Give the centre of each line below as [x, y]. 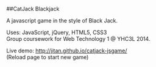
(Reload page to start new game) [48, 57]
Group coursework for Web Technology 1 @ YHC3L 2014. [78, 39]
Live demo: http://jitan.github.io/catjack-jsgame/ [67, 51]
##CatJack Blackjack [33, 9]
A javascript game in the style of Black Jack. [62, 20]
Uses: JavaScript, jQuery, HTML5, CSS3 [57, 32]
